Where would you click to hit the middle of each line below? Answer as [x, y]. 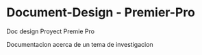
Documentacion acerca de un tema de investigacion [80, 44]
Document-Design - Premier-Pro [101, 13]
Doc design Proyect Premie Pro [51, 31]
